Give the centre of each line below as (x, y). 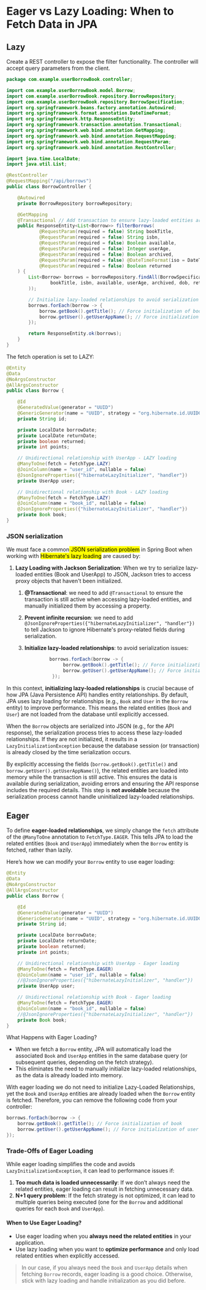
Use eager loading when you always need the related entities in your (103, 1236)
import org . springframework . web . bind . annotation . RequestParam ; (89, 142)
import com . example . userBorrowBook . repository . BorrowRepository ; (91, 96)
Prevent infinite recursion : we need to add (79, 618)
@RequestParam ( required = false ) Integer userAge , (105, 249)
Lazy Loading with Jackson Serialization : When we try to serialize (100, 568)
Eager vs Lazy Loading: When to (90, 11)
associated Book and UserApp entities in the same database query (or (101, 1056)
